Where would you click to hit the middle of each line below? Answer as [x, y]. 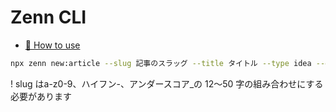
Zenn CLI [48, 17]
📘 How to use [52, 45]
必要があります [41, 96]
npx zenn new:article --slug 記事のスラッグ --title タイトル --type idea [161, 63]
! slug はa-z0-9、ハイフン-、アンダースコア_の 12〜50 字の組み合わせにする [167, 83]
